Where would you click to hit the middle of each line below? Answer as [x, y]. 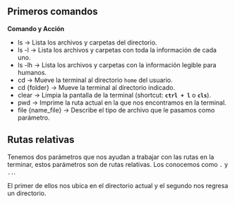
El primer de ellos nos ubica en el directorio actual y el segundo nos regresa [118, 185]
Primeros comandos [53, 12]
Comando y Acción [36, 28]
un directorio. [27, 193]
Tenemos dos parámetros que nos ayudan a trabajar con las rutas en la [111, 157]
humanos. [32, 72]
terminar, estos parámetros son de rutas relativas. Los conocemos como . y [117, 164]
